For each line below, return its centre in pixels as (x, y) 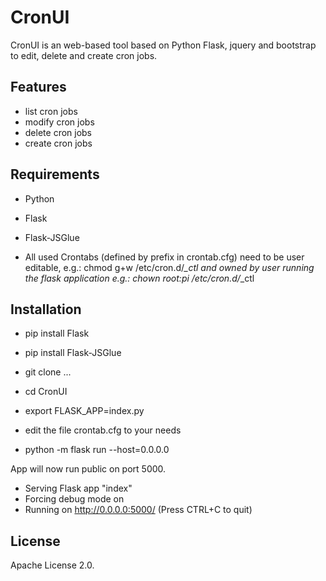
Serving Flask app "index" (78, 488)
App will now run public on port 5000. (88, 469)
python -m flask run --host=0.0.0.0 (97, 450)
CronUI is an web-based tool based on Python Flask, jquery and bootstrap (163, 45)
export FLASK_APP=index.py (84, 411)
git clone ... (48, 372)
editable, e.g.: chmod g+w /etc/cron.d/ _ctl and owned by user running (169, 267)
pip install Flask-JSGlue (73, 353)
